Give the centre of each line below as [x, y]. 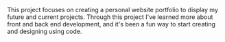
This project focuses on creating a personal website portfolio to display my [113, 10]
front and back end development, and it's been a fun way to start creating [111, 24]
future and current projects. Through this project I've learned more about [110, 17]
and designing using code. [45, 31]
